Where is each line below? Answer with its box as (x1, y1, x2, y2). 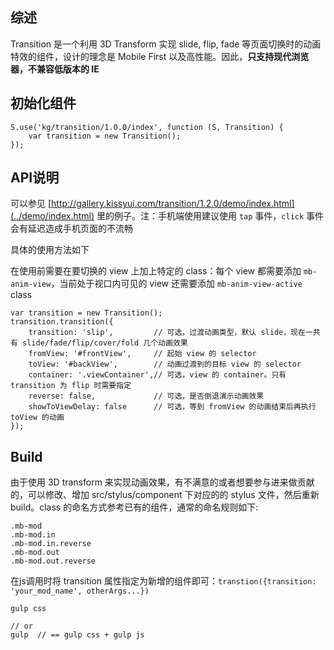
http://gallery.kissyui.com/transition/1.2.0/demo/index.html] (51, 198, 295, 210)
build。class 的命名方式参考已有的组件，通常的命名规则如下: (10, 501, 259, 513)
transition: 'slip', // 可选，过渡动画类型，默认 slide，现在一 (28, 328, 313, 338)
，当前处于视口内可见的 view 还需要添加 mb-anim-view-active (50, 278, 303, 290)
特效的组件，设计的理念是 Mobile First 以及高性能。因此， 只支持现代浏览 (10, 50, 310, 62)
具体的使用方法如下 (10, 244, 90, 256)
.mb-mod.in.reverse (10, 539, 92, 549)
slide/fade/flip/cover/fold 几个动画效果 (22, 338, 188, 348)
